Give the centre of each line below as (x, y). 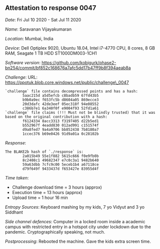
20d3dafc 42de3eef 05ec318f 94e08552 (61, 104)
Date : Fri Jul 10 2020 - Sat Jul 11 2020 (43, 19)
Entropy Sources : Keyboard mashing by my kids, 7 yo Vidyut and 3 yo (75, 207)
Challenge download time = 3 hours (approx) (57, 187)
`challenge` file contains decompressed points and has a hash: (71, 91)
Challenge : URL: (21, 77)
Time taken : (17, 178)
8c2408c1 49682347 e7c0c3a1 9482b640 (61, 160)
